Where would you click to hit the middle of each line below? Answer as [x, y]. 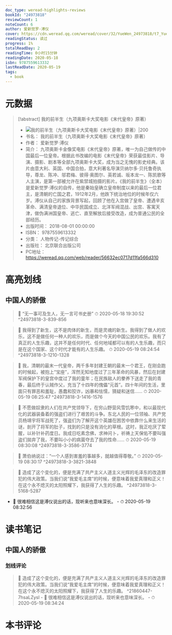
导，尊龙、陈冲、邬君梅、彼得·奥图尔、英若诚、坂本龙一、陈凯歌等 [96, 174]
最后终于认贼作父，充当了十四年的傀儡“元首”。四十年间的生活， [94, 385]
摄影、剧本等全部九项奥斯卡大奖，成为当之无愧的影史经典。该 [100, 162]
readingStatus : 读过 [26, 39]
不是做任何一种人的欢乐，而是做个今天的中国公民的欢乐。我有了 [99, 336]
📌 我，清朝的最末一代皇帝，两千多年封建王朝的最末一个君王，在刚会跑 [92, 365]
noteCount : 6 [19, 24]
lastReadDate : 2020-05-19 [33, 67]
